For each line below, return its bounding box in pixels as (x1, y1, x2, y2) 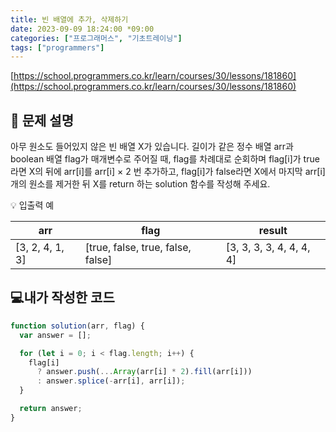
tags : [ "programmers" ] (10, 42, 105, 53)
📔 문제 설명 (10, 112, 75, 129)
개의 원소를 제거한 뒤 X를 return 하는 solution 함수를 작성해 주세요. (10, 178, 271, 190)
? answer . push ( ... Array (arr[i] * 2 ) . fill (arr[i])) (36, 367, 253, 377)
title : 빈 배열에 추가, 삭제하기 (10, 14, 129, 25)
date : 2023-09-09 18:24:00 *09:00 (10, 24, 155, 34)
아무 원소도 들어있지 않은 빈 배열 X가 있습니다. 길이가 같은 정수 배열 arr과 (10, 141, 294, 153)
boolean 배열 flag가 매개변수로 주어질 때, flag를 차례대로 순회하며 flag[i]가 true (10, 153, 320, 165)
